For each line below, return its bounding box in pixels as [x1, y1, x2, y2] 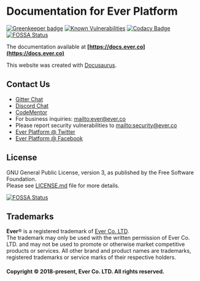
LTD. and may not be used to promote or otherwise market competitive [6, 241, 185, 248]
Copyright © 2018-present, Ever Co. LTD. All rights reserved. [6, 268, 164, 275]
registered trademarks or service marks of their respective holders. [6, 253, 177, 261]
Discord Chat [15, 102, 49, 109]
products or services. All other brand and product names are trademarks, [6, 247, 191, 255]
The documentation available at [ [6, 43, 90, 50]
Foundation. [6, 175, 37, 182]
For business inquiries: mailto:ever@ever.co [15, 115, 126, 122]
